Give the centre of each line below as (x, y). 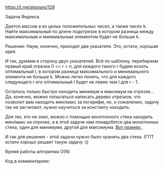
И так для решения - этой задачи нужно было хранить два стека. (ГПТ (80, 137)
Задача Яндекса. (23, 17)
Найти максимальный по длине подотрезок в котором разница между (80, 31)
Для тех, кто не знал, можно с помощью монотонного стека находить (79, 117)
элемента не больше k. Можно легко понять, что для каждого (71, 77)
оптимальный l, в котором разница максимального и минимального (77, 71)
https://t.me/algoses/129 (30, 7)
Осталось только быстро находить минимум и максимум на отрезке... (80, 91)
